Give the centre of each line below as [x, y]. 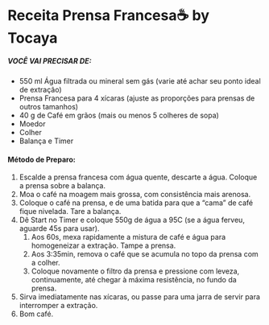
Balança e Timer [46, 141]
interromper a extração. [58, 306]
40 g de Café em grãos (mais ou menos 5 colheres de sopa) [119, 115]
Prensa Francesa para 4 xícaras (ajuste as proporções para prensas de [137, 98]
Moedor [32, 124]
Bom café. [36, 314]
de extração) [40, 90]
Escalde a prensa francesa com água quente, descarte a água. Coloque [138, 177]
